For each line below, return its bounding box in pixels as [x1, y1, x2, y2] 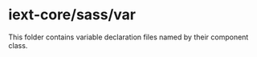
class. [8, 40, 28, 50]
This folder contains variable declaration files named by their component [8, 32, 249, 42]
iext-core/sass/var [8, 6, 137, 24]
